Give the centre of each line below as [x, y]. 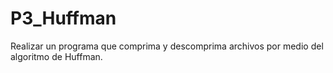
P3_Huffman [63, 18]
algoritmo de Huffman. [56, 56]
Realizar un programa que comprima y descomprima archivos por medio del [167, 46]
